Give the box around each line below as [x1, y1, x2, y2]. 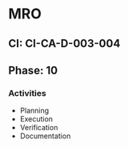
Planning [19, 105, 50, 116]
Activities [8, 87, 46, 98]
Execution [19, 114, 54, 124]
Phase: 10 [8, 63, 58, 77]
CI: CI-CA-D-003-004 [8, 37, 121, 50]
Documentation [19, 131, 71, 141]
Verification [19, 123, 58, 133]
